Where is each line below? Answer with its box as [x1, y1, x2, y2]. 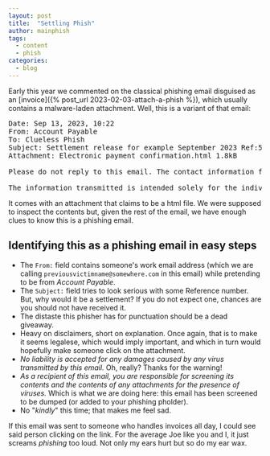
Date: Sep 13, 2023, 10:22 [8, 118, 115, 128]
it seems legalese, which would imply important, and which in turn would [19, 337, 261, 347]
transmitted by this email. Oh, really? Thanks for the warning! [19, 363, 223, 372]
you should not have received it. [19, 302, 127, 312]
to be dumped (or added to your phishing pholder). [19, 396, 189, 406]
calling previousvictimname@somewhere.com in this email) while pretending [19, 269, 261, 278]
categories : [8, 57, 48, 65]
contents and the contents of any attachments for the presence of [19, 380, 239, 389]
